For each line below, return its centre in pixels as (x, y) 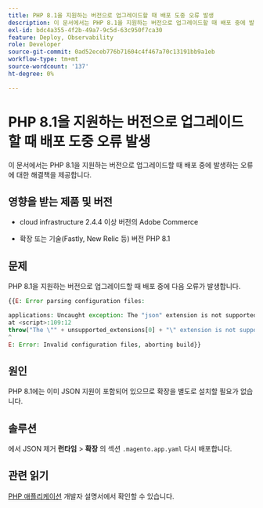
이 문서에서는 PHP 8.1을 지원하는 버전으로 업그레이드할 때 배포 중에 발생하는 (123, 165)
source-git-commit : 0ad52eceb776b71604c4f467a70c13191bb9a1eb (112, 52)
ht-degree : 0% (31, 74)
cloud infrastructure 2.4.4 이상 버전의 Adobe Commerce (109, 222)
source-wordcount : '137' (49, 67)
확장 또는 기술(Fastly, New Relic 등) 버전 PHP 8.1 (95, 239)
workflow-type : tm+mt (43, 60)
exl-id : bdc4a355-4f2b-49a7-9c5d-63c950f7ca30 (85, 30)
